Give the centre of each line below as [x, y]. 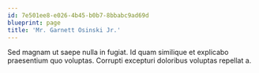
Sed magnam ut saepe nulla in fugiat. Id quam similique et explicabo [118, 53]
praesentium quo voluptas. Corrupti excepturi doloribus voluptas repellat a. [129, 60]
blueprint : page [34, 23]
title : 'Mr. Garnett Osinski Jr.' [64, 30]
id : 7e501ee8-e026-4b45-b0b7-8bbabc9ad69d [78, 15]
